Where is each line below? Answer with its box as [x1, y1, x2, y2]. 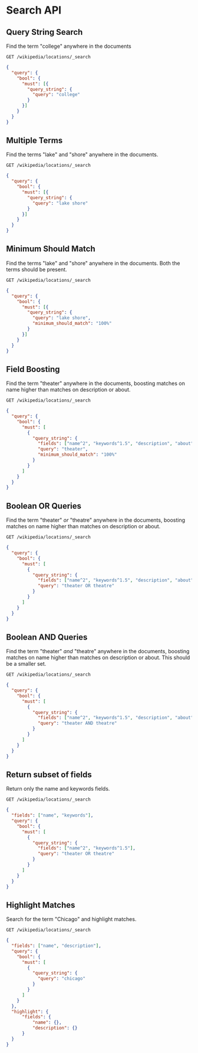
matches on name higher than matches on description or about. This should [6, 654, 190, 661]
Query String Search [6, 27, 83, 37]
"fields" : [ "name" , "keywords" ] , [11, 812, 94, 818]
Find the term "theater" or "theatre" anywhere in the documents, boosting [6, 516, 186, 524]
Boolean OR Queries [6, 501, 81, 511]
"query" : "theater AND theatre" [37, 720, 117, 726]
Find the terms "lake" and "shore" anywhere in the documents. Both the [6, 259, 180, 266]
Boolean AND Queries [6, 632, 88, 642]
